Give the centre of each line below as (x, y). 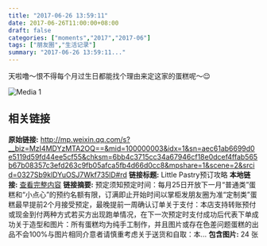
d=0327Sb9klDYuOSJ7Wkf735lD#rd (68, 175)
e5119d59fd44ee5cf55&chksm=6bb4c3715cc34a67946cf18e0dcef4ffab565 (133, 156)
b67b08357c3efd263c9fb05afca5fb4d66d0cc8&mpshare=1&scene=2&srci (132, 165)
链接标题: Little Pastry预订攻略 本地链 (190, 175)
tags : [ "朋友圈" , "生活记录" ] (52, 45)
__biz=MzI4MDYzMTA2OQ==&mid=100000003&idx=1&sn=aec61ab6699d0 (132, 148)
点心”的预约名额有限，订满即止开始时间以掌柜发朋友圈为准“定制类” (141, 194)
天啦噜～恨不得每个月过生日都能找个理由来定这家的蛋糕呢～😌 (109, 76)
